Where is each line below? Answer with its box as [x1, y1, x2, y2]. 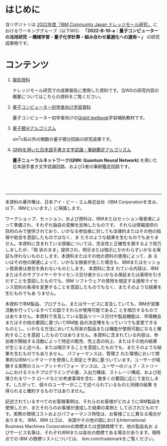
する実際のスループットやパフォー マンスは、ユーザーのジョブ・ [9, 363, 141, 369]
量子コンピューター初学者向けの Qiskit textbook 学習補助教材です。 [12, 114, 148, 120]
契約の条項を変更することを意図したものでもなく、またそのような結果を [13, 284, 162, 290]
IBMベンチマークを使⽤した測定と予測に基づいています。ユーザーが [18, 357, 157, 362]
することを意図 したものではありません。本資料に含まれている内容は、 [9, 332, 155, 338]
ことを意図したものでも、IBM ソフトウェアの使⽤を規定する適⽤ [13, 277, 145, 283]
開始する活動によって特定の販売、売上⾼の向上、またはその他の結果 [18, 338, 158, 344]
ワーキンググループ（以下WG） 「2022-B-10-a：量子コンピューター [18, 27, 159, 33]
